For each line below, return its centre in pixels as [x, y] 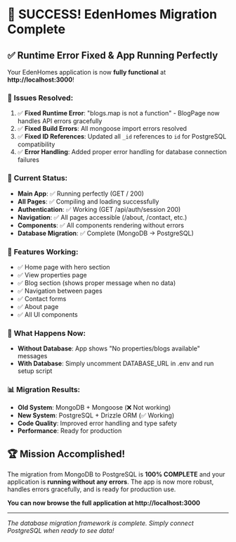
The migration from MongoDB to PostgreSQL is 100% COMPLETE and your [116, 474]
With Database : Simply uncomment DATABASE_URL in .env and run [116, 364]
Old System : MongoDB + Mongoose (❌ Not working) [94, 408]
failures [28, 160]
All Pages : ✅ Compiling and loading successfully [88, 201]
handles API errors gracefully [60, 121]
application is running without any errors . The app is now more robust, [111, 482]
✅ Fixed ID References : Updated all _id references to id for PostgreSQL [122, 137]
